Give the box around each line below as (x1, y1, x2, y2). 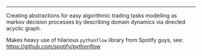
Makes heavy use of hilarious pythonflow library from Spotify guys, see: (6, 37, 184, 43)
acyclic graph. (6, 25, 41, 32)
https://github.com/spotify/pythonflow (6, 43, 101, 50)
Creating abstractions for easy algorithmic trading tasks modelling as (6, 12, 177, 19)
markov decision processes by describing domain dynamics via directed (6, 19, 186, 25)
